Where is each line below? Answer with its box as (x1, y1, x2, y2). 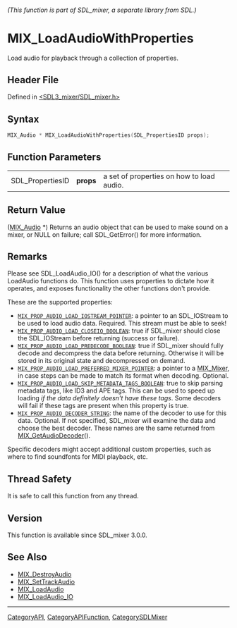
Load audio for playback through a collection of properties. (7, 54, 178, 62)
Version (7, 512, 42, 524)
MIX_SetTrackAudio (17, 577, 75, 586)
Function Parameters (7, 152, 102, 164)
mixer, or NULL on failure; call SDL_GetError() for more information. (7, 230, 202, 239)
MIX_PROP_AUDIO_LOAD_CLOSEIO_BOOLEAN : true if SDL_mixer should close (17, 326, 221, 335)
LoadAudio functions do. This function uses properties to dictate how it (7, 277, 214, 285)
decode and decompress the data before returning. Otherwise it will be (17, 349, 224, 357)
